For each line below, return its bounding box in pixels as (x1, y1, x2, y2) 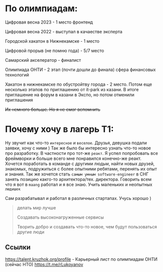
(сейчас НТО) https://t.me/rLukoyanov (5, 261, 83, 267)
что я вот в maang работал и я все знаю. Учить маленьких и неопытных (5, 181, 153, 187)
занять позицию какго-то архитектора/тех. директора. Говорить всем (5, 176, 152, 182)
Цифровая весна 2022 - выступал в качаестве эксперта (5, 28, 122, 34)
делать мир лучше (17, 204, 56, 211)
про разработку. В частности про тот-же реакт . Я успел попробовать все (5, 150, 158, 156)
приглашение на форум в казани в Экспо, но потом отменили (5, 92, 135, 98)
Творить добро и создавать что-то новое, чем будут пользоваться (17, 223, 158, 229)
